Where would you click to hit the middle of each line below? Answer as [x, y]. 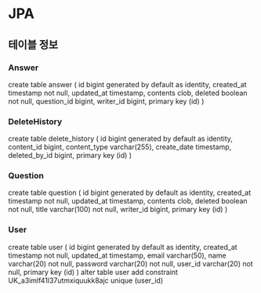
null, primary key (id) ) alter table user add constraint [93, 272]
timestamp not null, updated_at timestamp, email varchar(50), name [117, 255]
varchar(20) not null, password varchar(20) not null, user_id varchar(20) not [130, 263]
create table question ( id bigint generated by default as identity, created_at [130, 192]
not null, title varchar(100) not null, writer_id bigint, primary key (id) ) [118, 210]
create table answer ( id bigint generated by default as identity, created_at [127, 84]
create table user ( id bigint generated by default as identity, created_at [123, 247]
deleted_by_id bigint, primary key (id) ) [70, 156]
